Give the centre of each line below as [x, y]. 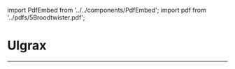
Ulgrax [27, 46]
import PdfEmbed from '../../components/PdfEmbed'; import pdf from [107, 10]
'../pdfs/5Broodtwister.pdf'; [46, 17]
